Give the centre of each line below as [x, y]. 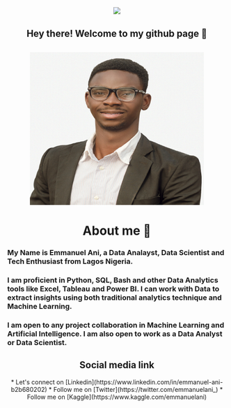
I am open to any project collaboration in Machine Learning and [116, 325]
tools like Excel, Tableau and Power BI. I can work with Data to [113, 289]
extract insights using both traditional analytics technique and [115, 298]
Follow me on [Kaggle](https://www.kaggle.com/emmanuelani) [117, 397]
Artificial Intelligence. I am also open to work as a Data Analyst [115, 333]
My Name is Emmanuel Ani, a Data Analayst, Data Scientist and [116, 252]
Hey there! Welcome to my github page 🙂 [117, 34]
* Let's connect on [37, 382]
